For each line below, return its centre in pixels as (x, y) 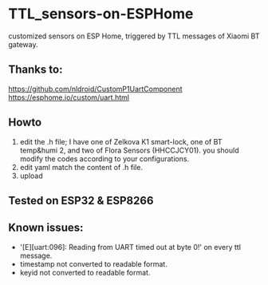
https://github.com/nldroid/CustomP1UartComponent (95, 89)
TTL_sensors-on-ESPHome (101, 14)
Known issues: (46, 228)
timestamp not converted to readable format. (93, 263)
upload (32, 176)
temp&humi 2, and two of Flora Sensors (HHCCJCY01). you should (129, 150)
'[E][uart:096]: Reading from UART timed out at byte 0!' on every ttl (130, 247)
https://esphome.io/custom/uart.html (69, 97)
